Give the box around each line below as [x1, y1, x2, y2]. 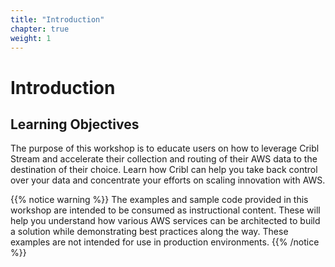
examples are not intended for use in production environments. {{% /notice [10, 236, 320, 248]
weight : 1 [10, 33, 52, 43]
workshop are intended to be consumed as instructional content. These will [10, 204, 321, 216]
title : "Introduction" [10, 14, 105, 25]
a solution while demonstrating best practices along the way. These [10, 226, 289, 238]
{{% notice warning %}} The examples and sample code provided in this [10, 194, 309, 206]
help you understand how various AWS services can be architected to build [10, 215, 321, 227]
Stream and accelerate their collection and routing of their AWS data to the [10, 153, 318, 165]
